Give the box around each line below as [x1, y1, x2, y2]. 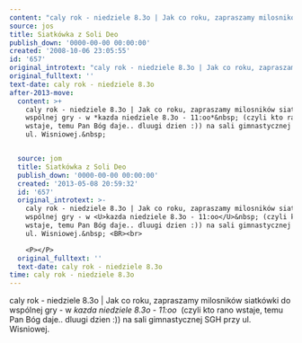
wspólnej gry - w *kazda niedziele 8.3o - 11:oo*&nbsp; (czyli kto [25, 113, 283, 122]
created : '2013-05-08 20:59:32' [17, 179, 139, 189]
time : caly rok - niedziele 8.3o [9, 270, 135, 279]
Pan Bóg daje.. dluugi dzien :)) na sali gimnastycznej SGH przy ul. [9, 314, 252, 325]
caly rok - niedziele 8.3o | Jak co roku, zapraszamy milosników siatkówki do [9, 295, 291, 306]
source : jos [9, 22, 54, 31]
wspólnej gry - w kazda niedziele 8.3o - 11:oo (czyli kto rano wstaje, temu [9, 304, 283, 315]
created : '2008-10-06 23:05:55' [9, 47, 130, 56]
